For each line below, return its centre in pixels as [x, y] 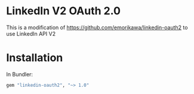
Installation [35, 58]
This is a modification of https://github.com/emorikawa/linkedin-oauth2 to [97, 27]
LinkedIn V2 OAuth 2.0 [64, 11]
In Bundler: [20, 74]
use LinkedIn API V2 [31, 33]
